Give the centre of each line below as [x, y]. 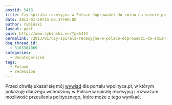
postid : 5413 [19, 10]
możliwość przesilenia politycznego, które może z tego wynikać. [73, 97]
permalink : [17, 39]
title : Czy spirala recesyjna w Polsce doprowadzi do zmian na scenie [82, 15]
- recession [23, 72]
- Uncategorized [27, 57]
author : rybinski [24, 24]
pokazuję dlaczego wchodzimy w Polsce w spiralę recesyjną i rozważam [82, 91]
